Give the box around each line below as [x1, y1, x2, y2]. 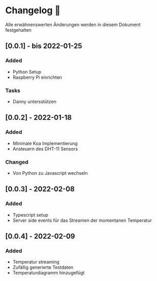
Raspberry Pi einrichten [12, 74, 62, 80]
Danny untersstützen [12, 98, 57, 104]
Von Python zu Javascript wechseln [12, 170, 88, 176]
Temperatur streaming [12, 259, 59, 265]
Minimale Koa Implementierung [12, 140, 78, 146]
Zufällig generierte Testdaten [12, 264, 74, 270]
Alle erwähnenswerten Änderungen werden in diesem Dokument [5, 21, 141, 28]
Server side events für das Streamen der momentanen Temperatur [12, 217, 152, 223]
